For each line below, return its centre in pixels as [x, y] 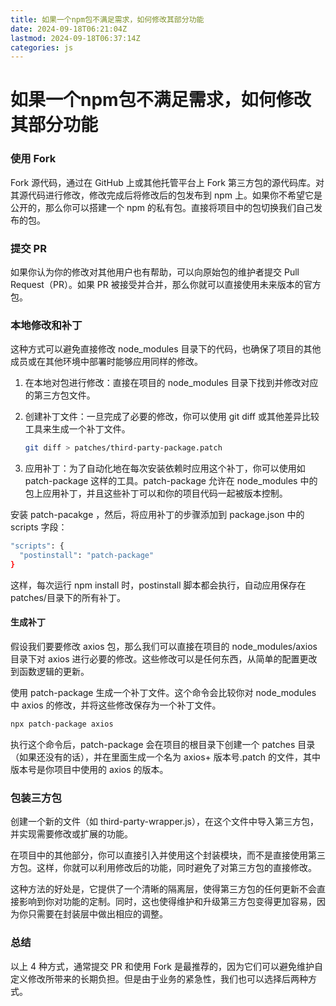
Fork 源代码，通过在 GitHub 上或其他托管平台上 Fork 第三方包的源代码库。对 [167, 182]
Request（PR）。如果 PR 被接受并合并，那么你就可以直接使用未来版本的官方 [166, 285]
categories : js [42, 47]
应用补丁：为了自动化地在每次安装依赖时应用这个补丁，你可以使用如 [165, 468]
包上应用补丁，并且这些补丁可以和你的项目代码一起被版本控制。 [156, 493]
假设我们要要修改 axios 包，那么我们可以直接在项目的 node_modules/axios [164, 647]
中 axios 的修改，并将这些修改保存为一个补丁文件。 [116, 705]
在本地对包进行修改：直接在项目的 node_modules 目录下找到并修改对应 [171, 383]
